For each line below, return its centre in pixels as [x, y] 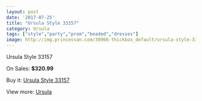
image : [14, 40]
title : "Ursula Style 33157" [43, 23]
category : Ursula [28, 29]
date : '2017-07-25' [31, 17]
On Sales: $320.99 [30, 69]
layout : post [23, 12]
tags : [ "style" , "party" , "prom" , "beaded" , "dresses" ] [72, 34]
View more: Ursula [29, 92]
